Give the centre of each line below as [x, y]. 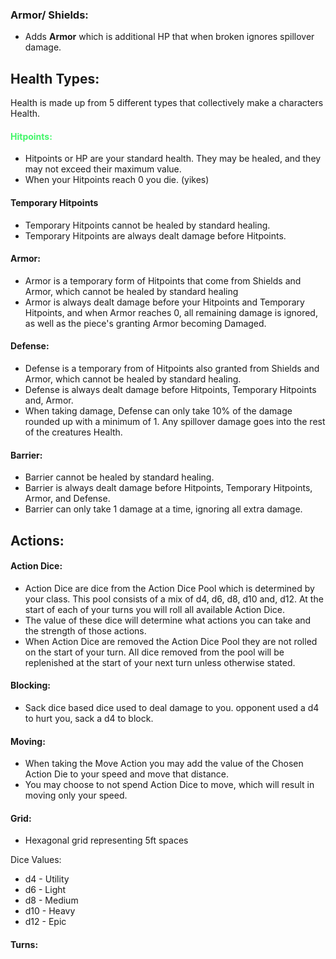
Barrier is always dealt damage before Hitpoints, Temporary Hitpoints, [168, 488]
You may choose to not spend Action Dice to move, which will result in [169, 785]
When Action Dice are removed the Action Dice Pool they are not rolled [171, 641]
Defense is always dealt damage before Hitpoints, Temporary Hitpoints [170, 389]
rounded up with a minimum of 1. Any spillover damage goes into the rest [175, 421]
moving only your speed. [76, 795]
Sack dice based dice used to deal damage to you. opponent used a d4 [172, 707]
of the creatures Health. [73, 432]
